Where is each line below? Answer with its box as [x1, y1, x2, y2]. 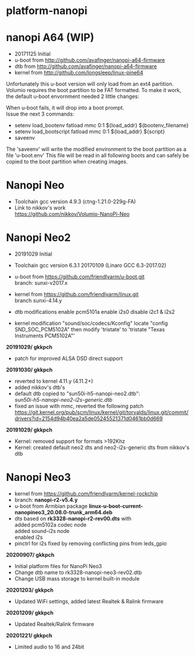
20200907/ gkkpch [6, 551, 54, 558]
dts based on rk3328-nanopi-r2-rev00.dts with [14, 515, 132, 522]
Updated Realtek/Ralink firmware [14, 620, 95, 627]
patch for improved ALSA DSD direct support [14, 355, 123, 362]
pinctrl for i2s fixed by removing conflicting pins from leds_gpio [14, 539, 167, 547]
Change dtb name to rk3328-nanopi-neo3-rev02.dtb [14, 569, 142, 576]
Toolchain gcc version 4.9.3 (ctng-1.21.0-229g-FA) [14, 198, 136, 205]
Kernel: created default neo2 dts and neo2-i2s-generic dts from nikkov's [14, 444, 190, 451]
